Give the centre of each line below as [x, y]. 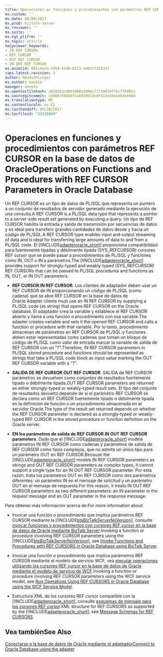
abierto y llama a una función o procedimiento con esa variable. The [79, 316]
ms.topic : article [24, 41]
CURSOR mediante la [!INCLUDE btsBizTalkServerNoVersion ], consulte [82, 520]
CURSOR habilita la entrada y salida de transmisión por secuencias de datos [81, 224]
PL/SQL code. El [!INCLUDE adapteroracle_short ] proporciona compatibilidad [81, 245]
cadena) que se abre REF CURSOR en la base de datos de [70, 296]
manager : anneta [21, 87]
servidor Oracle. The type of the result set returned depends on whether [84, 409]
